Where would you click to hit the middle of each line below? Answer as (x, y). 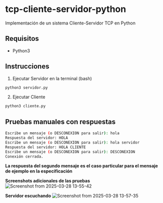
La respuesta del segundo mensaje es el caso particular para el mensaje (82, 166)
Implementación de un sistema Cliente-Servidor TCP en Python (70, 23)
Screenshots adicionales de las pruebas (48, 181)
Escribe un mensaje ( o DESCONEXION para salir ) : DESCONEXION (70, 152)
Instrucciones (27, 67)
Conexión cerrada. (24, 156)
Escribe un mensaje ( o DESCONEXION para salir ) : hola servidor (72, 142)
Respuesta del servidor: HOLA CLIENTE (45, 147)
